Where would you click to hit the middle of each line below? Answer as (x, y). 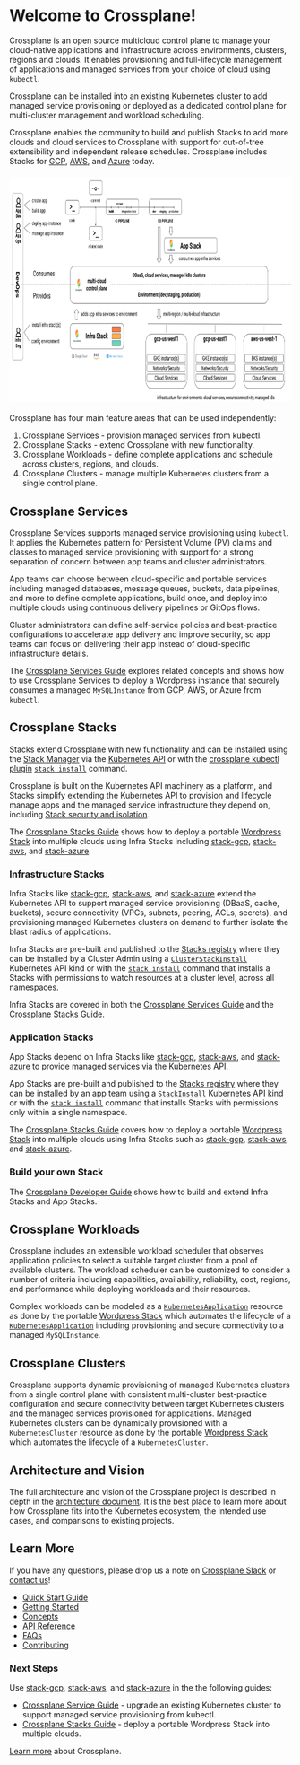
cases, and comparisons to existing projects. (92, 1521)
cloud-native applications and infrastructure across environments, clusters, (148, 49)
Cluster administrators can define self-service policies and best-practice (143, 625)
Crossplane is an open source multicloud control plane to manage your (140, 40)
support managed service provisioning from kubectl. (119, 1715)
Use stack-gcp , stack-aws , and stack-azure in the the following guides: (141, 1688)
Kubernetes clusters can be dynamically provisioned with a (118, 1423)
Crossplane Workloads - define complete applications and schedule (147, 455)
